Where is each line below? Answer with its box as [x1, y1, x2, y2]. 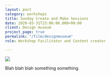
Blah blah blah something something [5, 65, 79, 71]
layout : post [5, 7, 32, 12]
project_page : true [5, 30, 45, 34]
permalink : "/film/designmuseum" [5, 34, 73, 39]
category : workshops [5, 12, 47, 16]
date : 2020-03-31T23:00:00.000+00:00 [5, 20, 82, 26]
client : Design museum [5, 25, 51, 30]
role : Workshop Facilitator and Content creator [5, 39, 106, 44]
